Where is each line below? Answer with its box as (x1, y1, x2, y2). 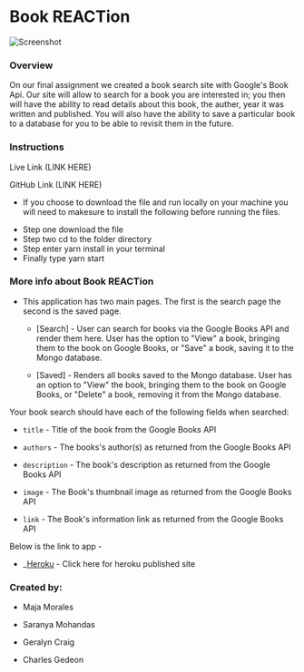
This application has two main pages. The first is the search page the (22, 296, 281, 307)
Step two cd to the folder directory (22, 233, 152, 244)
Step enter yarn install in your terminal (22, 243, 166, 254)
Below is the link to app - (9, 541, 103, 551)
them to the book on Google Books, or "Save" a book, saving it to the (35, 342, 294, 353)
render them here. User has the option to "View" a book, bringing (35, 333, 280, 344)
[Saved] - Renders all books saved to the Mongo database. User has (35, 369, 292, 380)
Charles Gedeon (22, 655, 84, 666)
